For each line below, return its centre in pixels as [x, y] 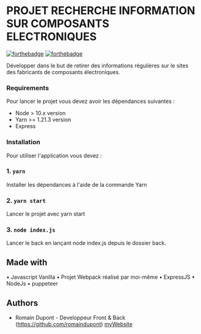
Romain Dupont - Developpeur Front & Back [70, 318]
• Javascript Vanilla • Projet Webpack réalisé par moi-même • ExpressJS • [101, 277]
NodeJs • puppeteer [32, 284]
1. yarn [16, 171]
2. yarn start [26, 200]
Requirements [28, 88]
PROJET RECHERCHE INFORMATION [101, 11]
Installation [24, 142]
